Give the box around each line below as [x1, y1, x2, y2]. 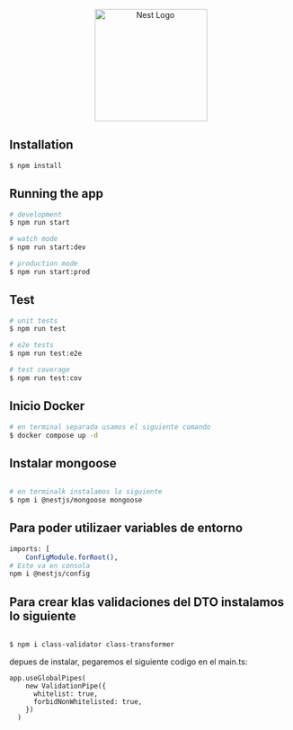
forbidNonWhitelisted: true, [32, 697, 143, 706]
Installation [9, 138, 74, 153]
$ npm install [9, 161, 63, 170]
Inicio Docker [9, 398, 85, 414]
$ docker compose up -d [9, 431, 99, 440]
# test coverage [9, 365, 70, 375]
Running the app [9, 186, 103, 201]
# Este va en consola [9, 561, 91, 570]
